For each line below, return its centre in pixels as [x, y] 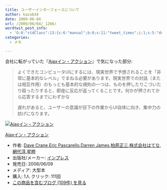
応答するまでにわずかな [46, 96]
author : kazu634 [22, 14]
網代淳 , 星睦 [24, 151]
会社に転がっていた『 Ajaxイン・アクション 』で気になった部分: [69, 61]
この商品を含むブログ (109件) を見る [49, 183]
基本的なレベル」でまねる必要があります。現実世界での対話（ [89, 78]
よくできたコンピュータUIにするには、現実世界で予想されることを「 [87, 72]
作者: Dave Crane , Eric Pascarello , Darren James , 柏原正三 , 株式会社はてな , [87, 145]
